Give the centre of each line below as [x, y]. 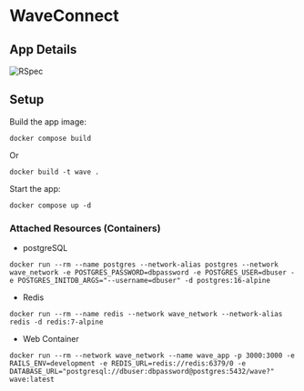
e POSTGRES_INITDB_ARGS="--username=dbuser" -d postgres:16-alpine [140, 281]
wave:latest [32, 380]
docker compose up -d [51, 206]
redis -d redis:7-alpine [56, 322]
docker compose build [51, 138]
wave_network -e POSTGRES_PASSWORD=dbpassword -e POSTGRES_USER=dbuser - [152, 273]
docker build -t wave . [55, 172]
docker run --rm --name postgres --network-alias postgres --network [144, 265]
